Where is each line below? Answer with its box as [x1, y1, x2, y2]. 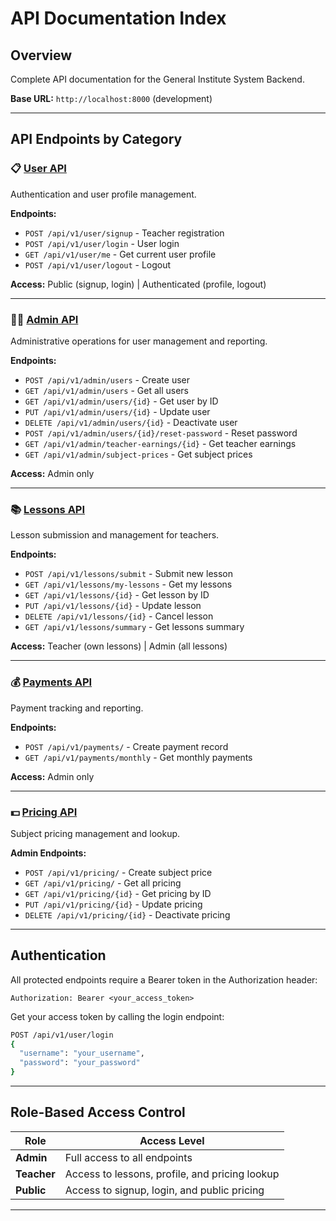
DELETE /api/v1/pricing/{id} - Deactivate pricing [24, 908, 231, 921]
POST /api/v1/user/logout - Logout [24, 258, 172, 271]
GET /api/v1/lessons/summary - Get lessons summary [24, 621, 245, 633]
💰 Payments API [10, 675, 93, 689]
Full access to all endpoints [64, 1150, 193, 1164]
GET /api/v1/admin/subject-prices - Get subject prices [24, 448, 253, 460]
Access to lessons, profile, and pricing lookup [64, 1167, 280, 1181]
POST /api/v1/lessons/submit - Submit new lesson [24, 568, 233, 580]
